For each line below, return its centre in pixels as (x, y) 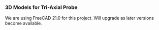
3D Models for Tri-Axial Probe (41, 7)
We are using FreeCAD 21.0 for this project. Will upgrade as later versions (79, 18)
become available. (24, 23)
